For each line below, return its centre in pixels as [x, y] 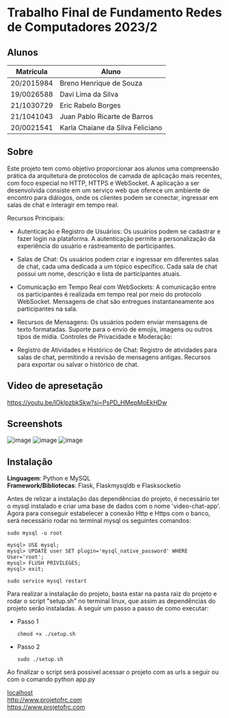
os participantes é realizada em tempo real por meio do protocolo [109, 294]
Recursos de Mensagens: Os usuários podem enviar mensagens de [112, 322]
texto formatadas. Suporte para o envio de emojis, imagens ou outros [115, 329]
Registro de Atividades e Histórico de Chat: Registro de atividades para [117, 350]
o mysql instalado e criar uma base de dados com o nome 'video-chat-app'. [114, 506]
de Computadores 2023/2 [82, 27]
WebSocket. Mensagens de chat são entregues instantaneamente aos [116, 301]
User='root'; [26, 557]
